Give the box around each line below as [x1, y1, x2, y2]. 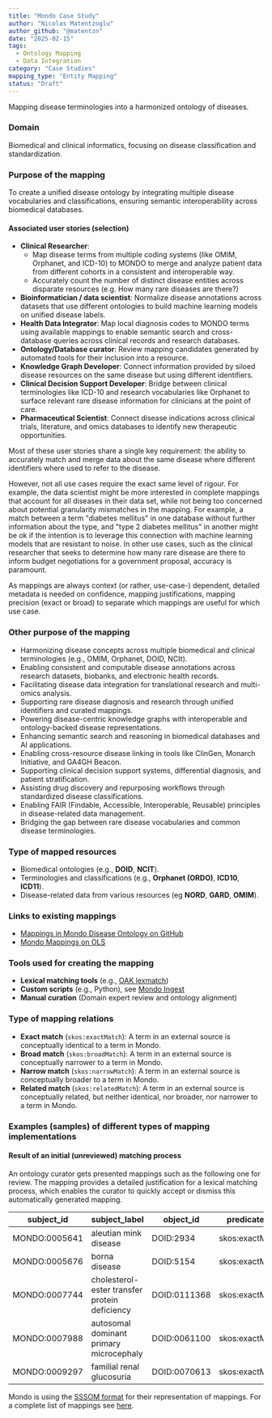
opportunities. [19, 431, 67, 440]
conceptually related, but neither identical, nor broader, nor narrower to [19, 1092, 258, 1102]
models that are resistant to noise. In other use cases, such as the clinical [8, 539, 253, 549]
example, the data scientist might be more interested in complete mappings [8, 487, 260, 498]
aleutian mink [91, 1227, 142, 1238]
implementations [8, 1131, 77, 1142]
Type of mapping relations [8, 1013, 114, 1025]
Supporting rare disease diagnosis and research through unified [19, 697, 234, 707]
